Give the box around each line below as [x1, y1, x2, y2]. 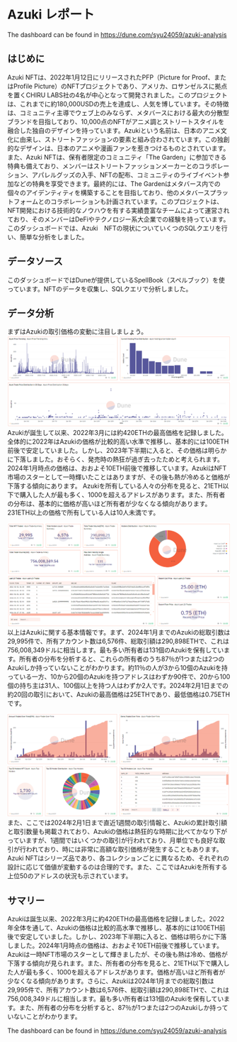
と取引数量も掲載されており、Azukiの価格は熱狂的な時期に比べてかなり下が [7, 828, 228, 836]
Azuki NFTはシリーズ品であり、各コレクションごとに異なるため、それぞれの [7, 854, 230, 862]
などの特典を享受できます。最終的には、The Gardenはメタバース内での [13, 179, 221, 188]
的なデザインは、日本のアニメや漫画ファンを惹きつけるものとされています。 [7, 143, 230, 153]
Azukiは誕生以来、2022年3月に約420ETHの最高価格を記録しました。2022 [7, 915, 225, 923]
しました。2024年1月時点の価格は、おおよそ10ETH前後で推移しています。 [7, 941, 223, 950]
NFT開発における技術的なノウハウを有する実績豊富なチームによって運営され [7, 206, 230, 214]
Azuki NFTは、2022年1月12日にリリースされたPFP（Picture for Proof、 [7, 72, 214, 82]
